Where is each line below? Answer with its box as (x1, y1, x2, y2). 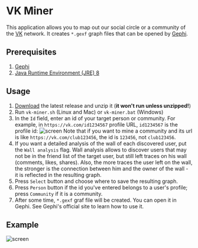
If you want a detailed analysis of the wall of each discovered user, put (14, 140, 187, 147)
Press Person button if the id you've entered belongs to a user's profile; (14, 183, 188, 191)
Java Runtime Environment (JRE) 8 (14, 69, 99, 76)
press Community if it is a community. (14, 190, 103, 197)
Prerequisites (6, 47, 57, 57)
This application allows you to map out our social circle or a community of (6, 24, 186, 31)
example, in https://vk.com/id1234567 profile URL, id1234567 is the (14, 121, 178, 128)
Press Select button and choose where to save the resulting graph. (14, 178, 178, 185)
